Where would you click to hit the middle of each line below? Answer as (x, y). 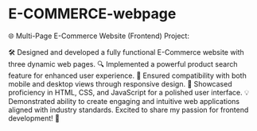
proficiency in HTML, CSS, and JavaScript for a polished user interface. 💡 (129, 92)
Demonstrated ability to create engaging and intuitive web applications (124, 101)
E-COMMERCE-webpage (92, 14)
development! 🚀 (34, 118)
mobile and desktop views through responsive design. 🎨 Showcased (120, 83)
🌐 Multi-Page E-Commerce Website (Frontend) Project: (99, 36)
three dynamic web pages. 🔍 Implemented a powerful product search (123, 64)
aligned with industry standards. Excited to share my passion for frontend (128, 110)
